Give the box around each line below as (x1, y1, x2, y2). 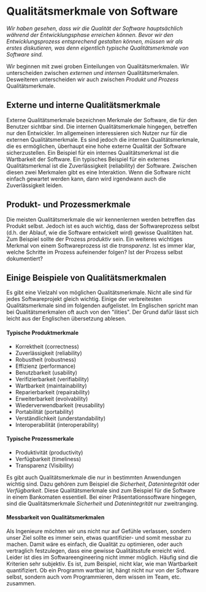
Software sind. (6, 50, 44, 58)
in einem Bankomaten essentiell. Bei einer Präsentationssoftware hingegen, (6, 493, 197, 500)
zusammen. (6, 579, 36, 587)
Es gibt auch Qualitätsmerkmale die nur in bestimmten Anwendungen (6, 473, 181, 481)
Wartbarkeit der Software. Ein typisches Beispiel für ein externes (6, 155, 170, 163)
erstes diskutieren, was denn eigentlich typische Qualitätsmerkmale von (6, 44, 189, 52)
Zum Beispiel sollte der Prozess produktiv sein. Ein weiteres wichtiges (6, 235, 183, 243)
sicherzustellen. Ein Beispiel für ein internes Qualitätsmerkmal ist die (6, 149, 179, 156)
